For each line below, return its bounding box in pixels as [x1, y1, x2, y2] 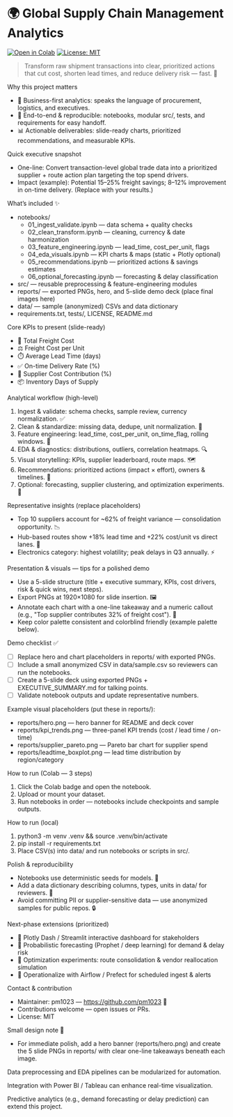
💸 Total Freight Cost [17, 336, 74, 345]
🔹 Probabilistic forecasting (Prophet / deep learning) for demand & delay [17, 941, 225, 950]
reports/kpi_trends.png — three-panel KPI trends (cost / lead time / [17, 726, 210, 735]
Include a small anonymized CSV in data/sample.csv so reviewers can [17, 661, 218, 668]
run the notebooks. [17, 668, 72, 677]
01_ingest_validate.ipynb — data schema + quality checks [27, 220, 193, 229]
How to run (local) [7, 818, 59, 827]
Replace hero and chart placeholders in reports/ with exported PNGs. [17, 652, 216, 661]
